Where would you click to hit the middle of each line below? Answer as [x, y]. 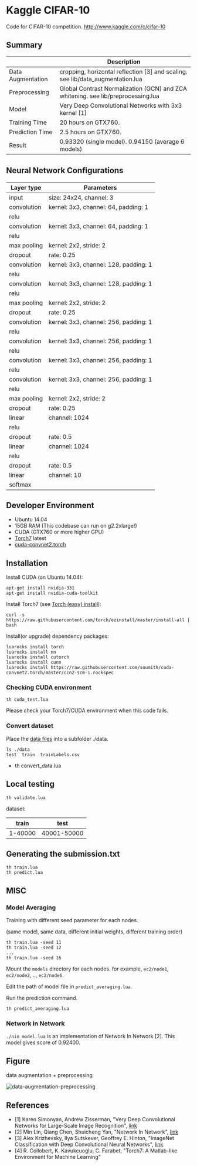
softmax [20, 485]
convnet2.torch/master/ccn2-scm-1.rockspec [60, 673]
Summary [24, 45]
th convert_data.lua [38, 766]
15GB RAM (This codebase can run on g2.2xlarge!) [76, 526]
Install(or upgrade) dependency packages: [58, 636]
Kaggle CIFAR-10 [48, 10]
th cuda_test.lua [27, 700]
